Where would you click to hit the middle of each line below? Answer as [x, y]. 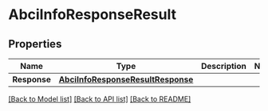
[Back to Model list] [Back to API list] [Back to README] [100, 99]
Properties [35, 44]
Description [224, 66]
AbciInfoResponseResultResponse [126, 79]
